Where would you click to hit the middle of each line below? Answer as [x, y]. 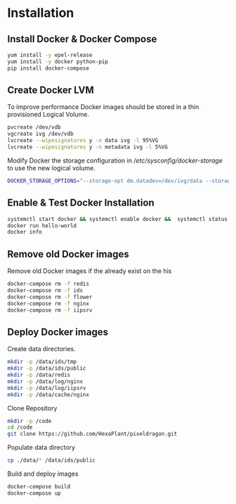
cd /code [20, 427]
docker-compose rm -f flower [50, 297]
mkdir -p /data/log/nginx [45, 382]
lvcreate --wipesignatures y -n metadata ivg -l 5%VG [88, 147]
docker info [25, 232]
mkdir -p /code [29, 421]
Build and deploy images [43, 474]
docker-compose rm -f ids [45, 290]
